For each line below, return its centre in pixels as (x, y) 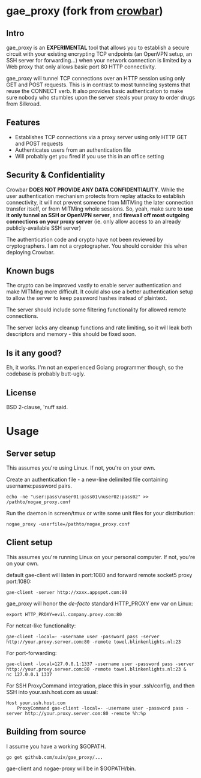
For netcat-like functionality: (41, 626)
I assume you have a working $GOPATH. (56, 746)
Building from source (46, 732)
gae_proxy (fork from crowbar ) (85, 11)
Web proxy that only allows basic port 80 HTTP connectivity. (81, 67)
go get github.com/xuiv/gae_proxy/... (55, 757)
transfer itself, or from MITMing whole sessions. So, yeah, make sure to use (100, 209)
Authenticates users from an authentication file (73, 150)
